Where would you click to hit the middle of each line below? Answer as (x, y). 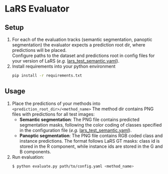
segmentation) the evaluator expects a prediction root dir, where (78, 45)
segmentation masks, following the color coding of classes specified (91, 125)
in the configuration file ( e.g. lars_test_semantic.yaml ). (75, 130)
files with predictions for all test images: (53, 114)
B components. (35, 151)
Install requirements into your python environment (64, 66)
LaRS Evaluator (37, 9)
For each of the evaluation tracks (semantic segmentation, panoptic (82, 39)
